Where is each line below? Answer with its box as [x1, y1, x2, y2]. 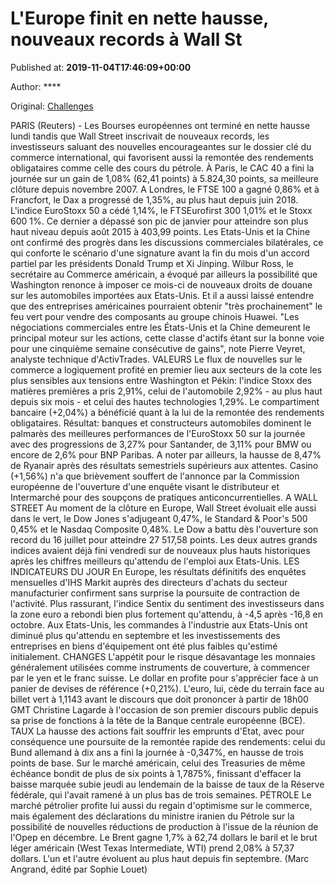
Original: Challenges [10, 100, 94, 112]
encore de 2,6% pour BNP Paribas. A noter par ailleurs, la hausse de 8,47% [10, 448, 322, 461]
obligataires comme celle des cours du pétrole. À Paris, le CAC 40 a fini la [10, 162, 315, 174]
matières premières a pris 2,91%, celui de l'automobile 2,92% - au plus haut [10, 385, 323, 397]
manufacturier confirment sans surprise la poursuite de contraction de [10, 587, 300, 599]
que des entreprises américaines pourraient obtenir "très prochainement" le [10, 300, 323, 312]
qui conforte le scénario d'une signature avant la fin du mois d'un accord [10, 247, 310, 259]
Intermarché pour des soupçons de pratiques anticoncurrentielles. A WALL [10, 491, 319, 503]
